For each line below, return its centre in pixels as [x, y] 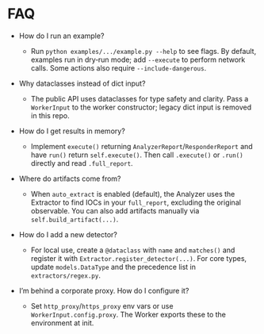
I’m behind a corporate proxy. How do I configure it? [104, 290]
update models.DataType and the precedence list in [113, 267]
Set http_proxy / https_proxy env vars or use [102, 305]
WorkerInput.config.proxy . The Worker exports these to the [128, 314]
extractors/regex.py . [65, 275]
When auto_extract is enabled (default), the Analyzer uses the [133, 194]
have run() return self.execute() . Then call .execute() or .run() [137, 155]
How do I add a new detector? [68, 234]
